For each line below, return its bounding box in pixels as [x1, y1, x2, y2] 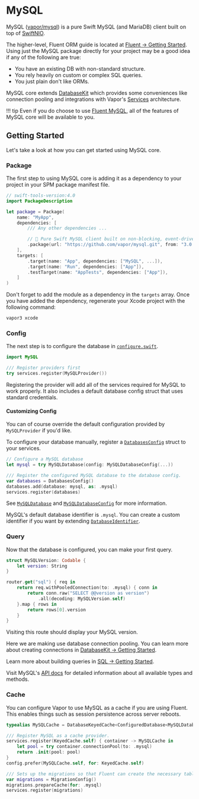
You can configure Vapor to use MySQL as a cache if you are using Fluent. [6, 704, 188, 711]
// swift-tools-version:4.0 [6, 192, 76, 199]
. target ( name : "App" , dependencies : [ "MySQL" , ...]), [27, 258, 163, 264]
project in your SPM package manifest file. [6, 181, 110, 188]
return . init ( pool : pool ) [17, 749, 81, 755]
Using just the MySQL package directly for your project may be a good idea [6, 47, 191, 54]
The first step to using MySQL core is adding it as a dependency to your [6, 175, 182, 182]
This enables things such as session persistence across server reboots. [6, 710, 181, 718]
